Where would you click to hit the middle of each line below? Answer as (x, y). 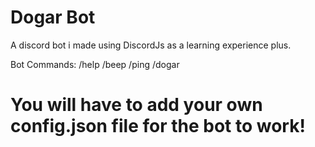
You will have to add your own (136, 105)
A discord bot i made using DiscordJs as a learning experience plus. (151, 45)
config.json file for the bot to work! (158, 126)
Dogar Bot (53, 17)
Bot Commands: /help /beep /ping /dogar (95, 64)
